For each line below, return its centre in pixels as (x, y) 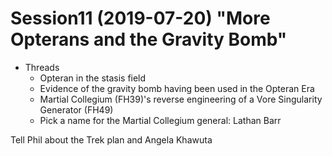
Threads (42, 67)
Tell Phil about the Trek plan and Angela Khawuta (111, 139)
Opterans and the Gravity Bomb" (149, 39)
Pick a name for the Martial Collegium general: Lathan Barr (160, 120)
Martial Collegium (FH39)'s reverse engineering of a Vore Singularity (181, 99)
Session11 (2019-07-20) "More (140, 18)
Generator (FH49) (76, 109)
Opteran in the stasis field (93, 78)
